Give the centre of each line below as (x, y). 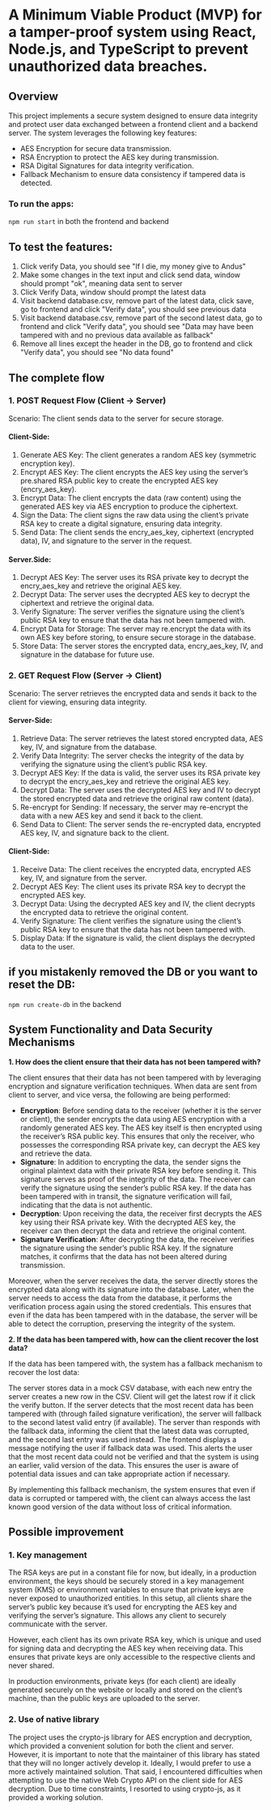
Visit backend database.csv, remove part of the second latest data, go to (141, 318)
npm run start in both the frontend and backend (89, 222)
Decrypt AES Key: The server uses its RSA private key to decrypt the (134, 577)
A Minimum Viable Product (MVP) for (135, 15)
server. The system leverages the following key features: (103, 133)
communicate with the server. (58, 1624)
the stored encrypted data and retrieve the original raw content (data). (137, 798)
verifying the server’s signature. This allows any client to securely (117, 1616)
